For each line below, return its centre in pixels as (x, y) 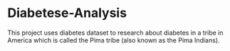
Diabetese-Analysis (67, 13)
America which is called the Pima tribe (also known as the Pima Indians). (114, 40)
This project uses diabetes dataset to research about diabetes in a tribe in (115, 33)
